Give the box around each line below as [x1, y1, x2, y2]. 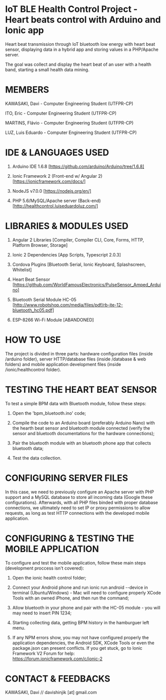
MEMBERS [5, 84, 50, 96]
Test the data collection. [12, 455, 62, 461]
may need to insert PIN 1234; [12, 610, 72, 616]
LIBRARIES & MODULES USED [5, 221, 129, 232]
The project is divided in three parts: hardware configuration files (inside [5, 350, 153, 356]
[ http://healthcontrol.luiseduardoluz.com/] [12, 203, 98, 209]
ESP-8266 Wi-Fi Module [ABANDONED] [12, 317, 94, 323]
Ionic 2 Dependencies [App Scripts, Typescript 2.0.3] [12, 251, 121, 257]
